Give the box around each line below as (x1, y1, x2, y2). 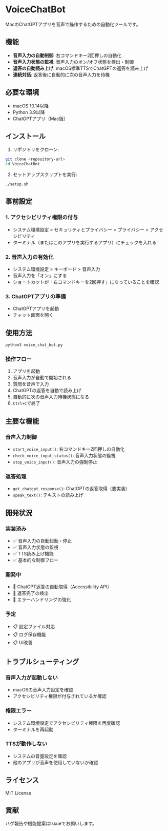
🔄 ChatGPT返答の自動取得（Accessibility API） (12, 584, 112, 590)
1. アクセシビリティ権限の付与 (5, 214, 78, 221)
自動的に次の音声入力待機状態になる (12, 394, 90, 400)
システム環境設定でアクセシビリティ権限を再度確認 (12, 720, 120, 726)
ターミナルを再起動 (12, 726, 54, 732)
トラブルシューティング (5, 657, 79, 666)
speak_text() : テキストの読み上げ (12, 492, 83, 498)
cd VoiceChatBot (5, 162, 40, 167)
